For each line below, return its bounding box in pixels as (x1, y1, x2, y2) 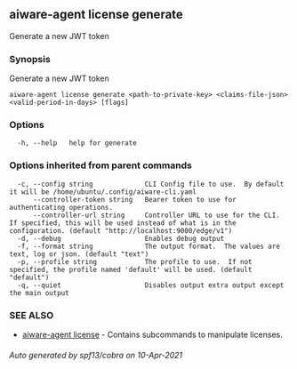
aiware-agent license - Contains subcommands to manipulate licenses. (21, 329, 283, 340)
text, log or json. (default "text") (9, 249, 149, 259)
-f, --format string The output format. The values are (17, 242, 280, 251)
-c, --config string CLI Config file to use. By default (17, 180, 285, 189)
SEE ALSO (9, 309, 54, 321)
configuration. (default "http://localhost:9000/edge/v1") (9, 226, 233, 235)
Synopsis (9, 52, 51, 65)
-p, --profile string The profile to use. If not (17, 257, 253, 266)
